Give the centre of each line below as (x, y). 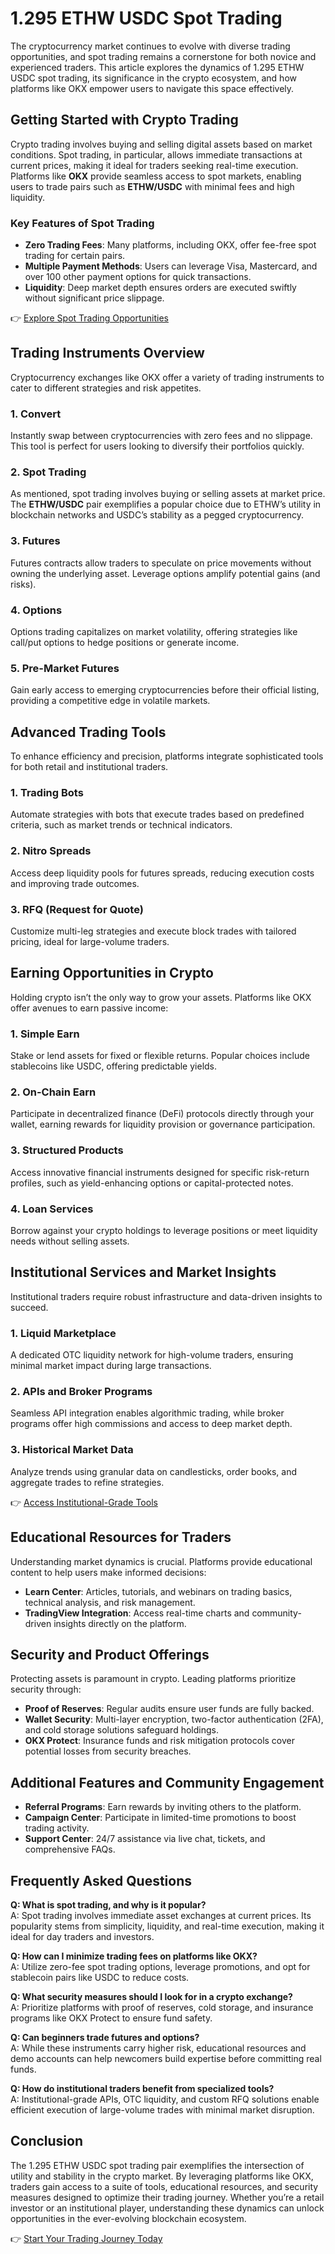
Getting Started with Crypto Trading (124, 120)
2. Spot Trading (48, 472)
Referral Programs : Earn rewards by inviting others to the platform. (163, 1807)
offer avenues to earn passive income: (89, 1008)
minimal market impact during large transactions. (111, 1366)
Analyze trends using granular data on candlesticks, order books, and (154, 1471)
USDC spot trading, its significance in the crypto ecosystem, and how (153, 78)
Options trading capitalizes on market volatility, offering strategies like (154, 632)
